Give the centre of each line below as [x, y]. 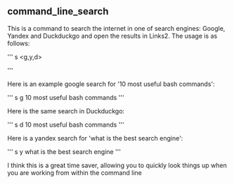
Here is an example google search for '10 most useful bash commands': [111, 84]
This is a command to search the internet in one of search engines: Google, [116, 28]
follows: [19, 43]
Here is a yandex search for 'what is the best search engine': [95, 138]
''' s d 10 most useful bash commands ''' [66, 125]
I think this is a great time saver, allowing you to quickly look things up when [117, 165]
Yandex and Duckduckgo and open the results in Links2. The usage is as [112, 36]
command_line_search [58, 12]
